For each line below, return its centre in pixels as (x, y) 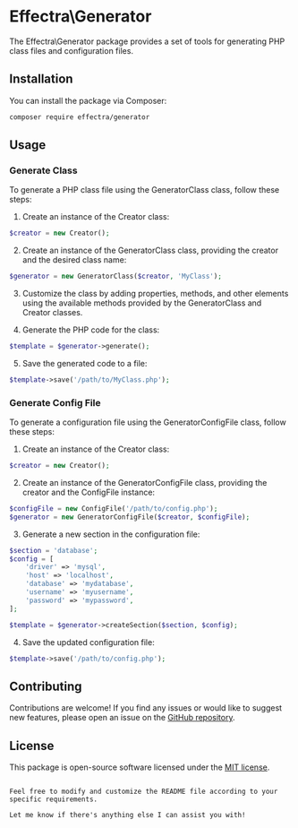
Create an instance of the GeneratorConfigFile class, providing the (145, 482)
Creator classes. (52, 313)
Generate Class (43, 170)
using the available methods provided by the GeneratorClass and (142, 303)
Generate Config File (55, 402)
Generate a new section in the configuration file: (111, 534)
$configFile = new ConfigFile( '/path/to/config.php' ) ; (114, 508)
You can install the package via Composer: (88, 100)
